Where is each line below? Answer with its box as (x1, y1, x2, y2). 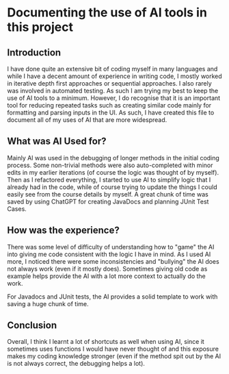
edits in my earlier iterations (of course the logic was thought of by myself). (7, 168, 219, 176)
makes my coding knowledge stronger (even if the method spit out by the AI (7, 352, 221, 360)
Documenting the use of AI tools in (7, 5, 207, 21)
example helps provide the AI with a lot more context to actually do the (7, 272, 206, 280)
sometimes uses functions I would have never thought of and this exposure (7, 345, 219, 353)
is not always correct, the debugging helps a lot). (7, 360, 146, 368)
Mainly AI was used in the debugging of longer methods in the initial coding (7, 153, 220, 162)
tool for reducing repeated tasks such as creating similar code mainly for (7, 101, 212, 109)
